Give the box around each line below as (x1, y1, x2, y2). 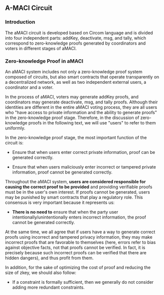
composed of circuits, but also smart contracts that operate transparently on (5, 74, 160, 80)
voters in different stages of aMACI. (5, 45, 77, 51)
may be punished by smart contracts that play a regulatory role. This (5, 194, 143, 200)
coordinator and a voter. (5, 84, 54, 90)
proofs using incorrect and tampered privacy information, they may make (5, 234, 153, 240)
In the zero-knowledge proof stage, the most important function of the (5, 134, 147, 140)
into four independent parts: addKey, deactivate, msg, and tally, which (5, 35, 146, 41)
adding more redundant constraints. (12, 284, 85, 290)
